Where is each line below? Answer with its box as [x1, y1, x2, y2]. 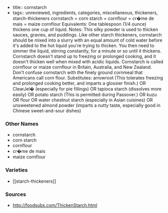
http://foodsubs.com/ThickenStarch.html [12, 202, 97, 208]
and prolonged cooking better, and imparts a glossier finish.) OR [12, 80, 146, 86]
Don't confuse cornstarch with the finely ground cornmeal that [12, 69, 143, 75]
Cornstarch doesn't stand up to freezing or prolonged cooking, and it [12, 53, 156, 59]
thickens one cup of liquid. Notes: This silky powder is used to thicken [12, 26, 158, 32]
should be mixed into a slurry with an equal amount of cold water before [12, 37, 162, 43]
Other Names [5, 120, 39, 127]
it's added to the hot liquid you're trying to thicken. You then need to [12, 42, 155, 49]
